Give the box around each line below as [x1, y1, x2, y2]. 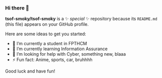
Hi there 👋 [5, 4, 30, 11]
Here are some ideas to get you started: [5, 31, 87, 37]
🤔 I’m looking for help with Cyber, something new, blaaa [12, 51, 126, 57]
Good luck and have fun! [5, 68, 55, 74]
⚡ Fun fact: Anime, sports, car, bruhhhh [12, 57, 93, 63]
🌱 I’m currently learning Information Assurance [12, 46, 108, 52]
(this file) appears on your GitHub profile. [5, 21, 89, 27]
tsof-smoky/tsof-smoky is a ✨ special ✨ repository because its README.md [5, 16, 158, 22]
